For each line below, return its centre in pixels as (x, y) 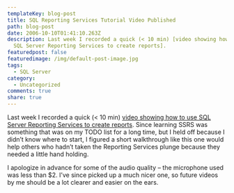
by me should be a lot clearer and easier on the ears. (83, 182)
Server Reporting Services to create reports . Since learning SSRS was (107, 125)
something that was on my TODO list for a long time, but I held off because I (116, 132)
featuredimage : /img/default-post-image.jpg (73, 59)
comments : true (29, 91)
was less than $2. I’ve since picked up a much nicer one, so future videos (112, 175)
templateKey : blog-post (42, 14)
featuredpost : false (37, 53)
